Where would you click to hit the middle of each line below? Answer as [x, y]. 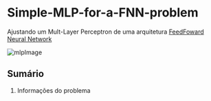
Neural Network [30, 38]
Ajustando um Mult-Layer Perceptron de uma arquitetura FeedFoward [105, 32]
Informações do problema [54, 90]
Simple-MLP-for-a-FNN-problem [103, 13]
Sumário [26, 74]
